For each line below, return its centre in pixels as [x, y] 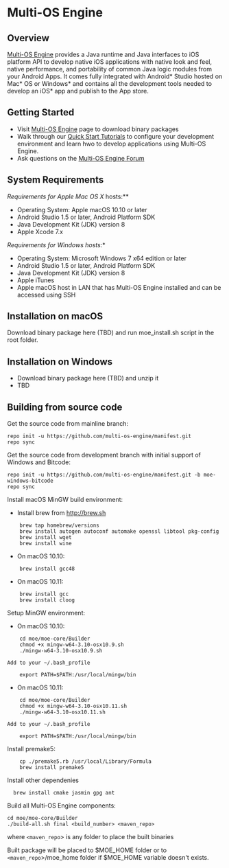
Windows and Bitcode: [39, 462]
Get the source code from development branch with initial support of [104, 455]
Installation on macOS [55, 316]
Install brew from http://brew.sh [61, 513]
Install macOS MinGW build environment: [65, 500]
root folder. [23, 340]
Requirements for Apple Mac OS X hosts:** [68, 196]
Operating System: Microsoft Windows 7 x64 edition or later [102, 258]
